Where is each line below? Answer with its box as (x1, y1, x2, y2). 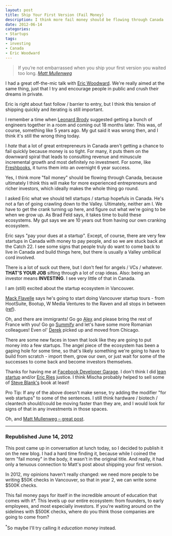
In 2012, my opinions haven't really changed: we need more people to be (5, 471, 159, 477)
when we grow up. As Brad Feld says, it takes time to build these (5, 212, 142, 218)
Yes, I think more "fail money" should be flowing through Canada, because (5, 174, 163, 180)
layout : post (5, 7, 33, 13)
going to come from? (5, 514, 50, 520)
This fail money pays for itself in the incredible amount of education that (5, 492, 157, 498)
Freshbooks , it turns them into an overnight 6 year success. (5, 164, 131, 170)
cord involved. (5, 254, 36, 260)
